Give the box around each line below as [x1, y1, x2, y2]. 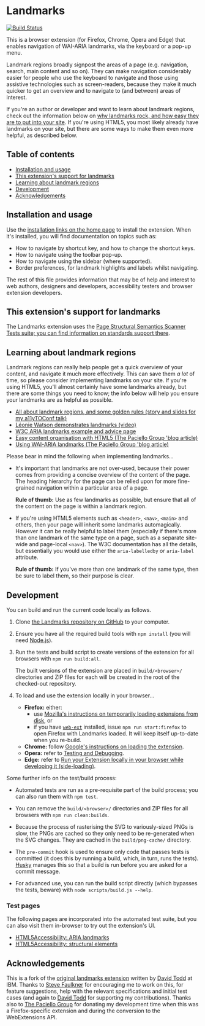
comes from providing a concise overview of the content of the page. [15, 471, 191, 479]
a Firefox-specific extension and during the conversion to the [6, 1007, 161, 1014]
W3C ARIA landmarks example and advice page [15, 428, 136, 435]
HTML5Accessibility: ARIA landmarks [15, 934, 110, 941]
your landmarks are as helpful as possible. [6, 396, 113, 404]
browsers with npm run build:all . [15, 655, 101, 662]
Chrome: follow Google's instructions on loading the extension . [24, 743, 184, 750]
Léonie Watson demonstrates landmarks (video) [15, 421, 136, 429]
